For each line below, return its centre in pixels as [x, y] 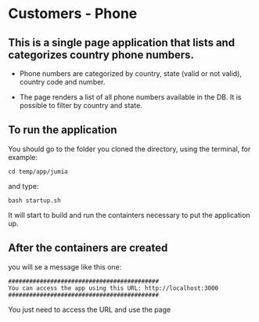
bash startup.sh [34, 201]
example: [23, 157]
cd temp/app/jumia [38, 172]
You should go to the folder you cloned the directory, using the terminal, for [129, 149]
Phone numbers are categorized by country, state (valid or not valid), [131, 74]
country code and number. [62, 82]
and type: [23, 186]
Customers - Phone [73, 14]
